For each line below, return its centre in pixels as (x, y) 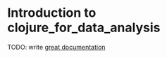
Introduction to (52, 13)
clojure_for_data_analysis (84, 28)
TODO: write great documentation (56, 47)
